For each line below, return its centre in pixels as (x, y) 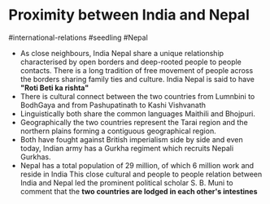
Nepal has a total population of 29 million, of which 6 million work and (137, 165)
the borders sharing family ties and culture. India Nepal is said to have (137, 79)
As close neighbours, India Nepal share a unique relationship (122, 53)
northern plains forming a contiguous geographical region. (118, 131)
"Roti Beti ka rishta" (54, 88)
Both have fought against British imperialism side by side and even (132, 139)
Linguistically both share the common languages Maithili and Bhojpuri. (138, 113)
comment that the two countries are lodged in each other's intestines (139, 191)
